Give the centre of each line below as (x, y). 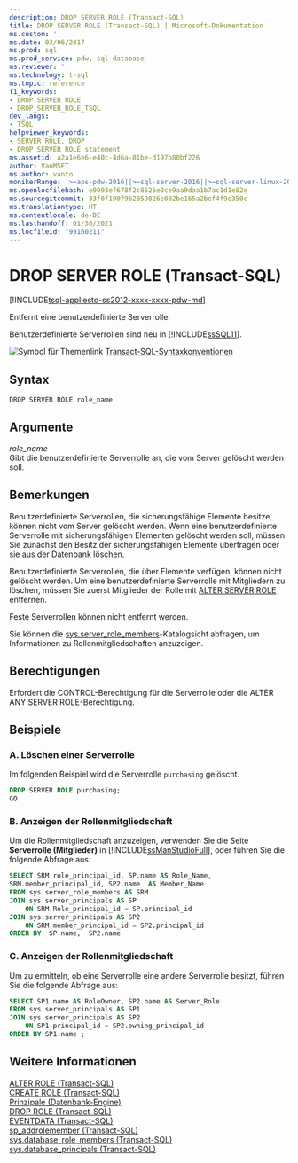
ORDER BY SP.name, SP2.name (65, 933)
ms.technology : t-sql (49, 75)
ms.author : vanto (41, 174)
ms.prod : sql (33, 51)
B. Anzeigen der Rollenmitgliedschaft (91, 821)
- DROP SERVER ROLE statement (65, 149)
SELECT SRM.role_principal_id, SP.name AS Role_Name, (111, 876)
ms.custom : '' (35, 34)
